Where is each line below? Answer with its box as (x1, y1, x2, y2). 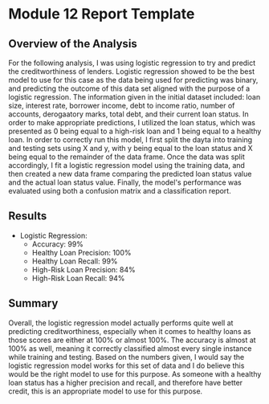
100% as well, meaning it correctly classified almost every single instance (8, 343, 252, 353)
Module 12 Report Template (8, 5, 195, 23)
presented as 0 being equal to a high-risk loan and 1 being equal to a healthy (8, 126, 262, 136)
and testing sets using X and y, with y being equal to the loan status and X (8, 144, 253, 153)
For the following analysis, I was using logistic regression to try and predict (8, 58, 256, 67)
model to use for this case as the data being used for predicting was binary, (8, 75, 259, 84)
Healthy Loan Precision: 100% (31, 247, 132, 257)
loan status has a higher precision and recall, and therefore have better (8, 377, 243, 387)
